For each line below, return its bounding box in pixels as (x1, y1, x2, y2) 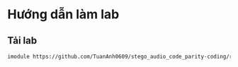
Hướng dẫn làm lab (7, 6, 120, 23)
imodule (7, 53, 30, 60)
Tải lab (7, 35, 38, 47)
